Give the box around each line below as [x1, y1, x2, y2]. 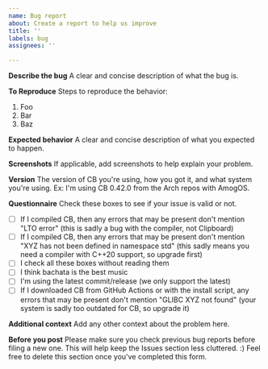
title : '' [8, 27, 42, 35]
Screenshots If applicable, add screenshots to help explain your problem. [8, 159, 253, 169]
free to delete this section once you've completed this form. [8, 351, 207, 361]
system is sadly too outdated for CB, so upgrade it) [19, 303, 190, 313]
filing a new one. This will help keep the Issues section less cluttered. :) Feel [8, 343, 261, 353]
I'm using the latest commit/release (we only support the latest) [19, 276, 232, 286]
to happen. [8, 143, 44, 153]
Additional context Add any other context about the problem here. [8, 319, 230, 329]
